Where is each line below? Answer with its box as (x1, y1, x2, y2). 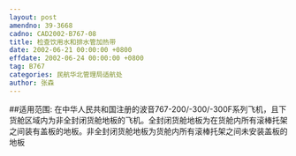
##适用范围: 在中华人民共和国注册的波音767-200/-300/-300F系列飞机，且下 (9, 103, 287, 115)
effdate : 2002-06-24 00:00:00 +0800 (9, 54, 144, 63)
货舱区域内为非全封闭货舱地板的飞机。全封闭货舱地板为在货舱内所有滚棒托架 (9, 115, 288, 125)
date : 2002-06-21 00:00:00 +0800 (9, 46, 133, 55)
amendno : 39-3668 (9, 21, 73, 30)
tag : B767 (9, 63, 46, 71)
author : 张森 (9, 78, 55, 87)
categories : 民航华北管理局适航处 (9, 71, 123, 79)
